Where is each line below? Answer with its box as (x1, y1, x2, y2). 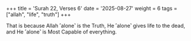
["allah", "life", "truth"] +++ (6, 11, 71, 18)
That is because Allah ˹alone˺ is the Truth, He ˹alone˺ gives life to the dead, (6, 23, 186, 29)
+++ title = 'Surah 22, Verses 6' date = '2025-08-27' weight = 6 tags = (6, 5, 177, 12)
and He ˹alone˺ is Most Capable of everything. (6, 28, 117, 35)
